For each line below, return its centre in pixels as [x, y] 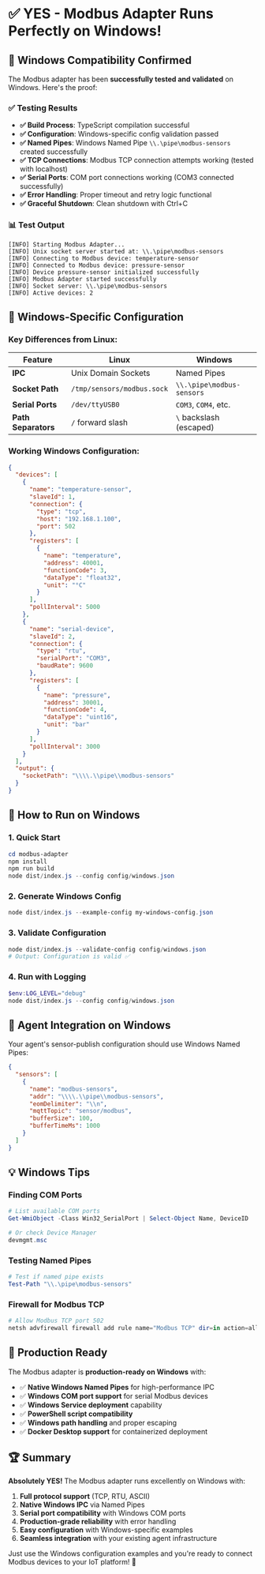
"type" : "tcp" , [62, 511]
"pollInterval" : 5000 [65, 607]
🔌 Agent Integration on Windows [90, 1025]
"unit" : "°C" [65, 585]
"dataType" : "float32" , [82, 577]
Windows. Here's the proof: [53, 87]
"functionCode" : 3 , [75, 570]
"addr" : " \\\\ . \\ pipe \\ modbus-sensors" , [96, 1096]
